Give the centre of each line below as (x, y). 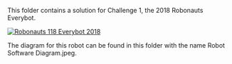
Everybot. (22, 18)
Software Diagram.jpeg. (42, 53)
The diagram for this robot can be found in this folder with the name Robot (116, 45)
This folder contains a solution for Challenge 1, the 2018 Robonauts (105, 10)
